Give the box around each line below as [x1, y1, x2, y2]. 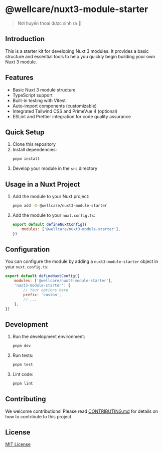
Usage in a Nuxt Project [5, 180, 80, 189]
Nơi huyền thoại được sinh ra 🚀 [17, 20, 81, 26]
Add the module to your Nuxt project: [12, 194, 90, 200]
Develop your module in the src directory [12, 165, 98, 171]
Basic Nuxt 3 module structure [12, 86, 76, 93]
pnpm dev [12, 343, 31, 348]
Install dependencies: [12, 147, 57, 153]
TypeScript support [12, 92, 53, 98]
